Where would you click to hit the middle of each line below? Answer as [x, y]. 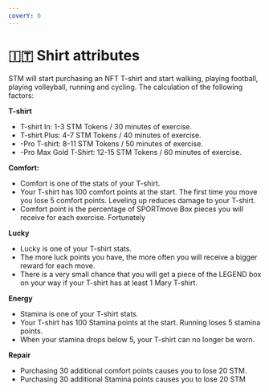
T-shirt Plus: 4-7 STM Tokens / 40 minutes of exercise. [111, 135]
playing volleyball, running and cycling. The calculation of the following [126, 87]
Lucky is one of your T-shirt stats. [76, 248]
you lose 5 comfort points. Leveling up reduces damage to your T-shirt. [138, 200]
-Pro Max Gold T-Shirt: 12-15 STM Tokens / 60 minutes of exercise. [131, 152]
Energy [21, 298]
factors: [21, 95]
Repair [19, 355]
